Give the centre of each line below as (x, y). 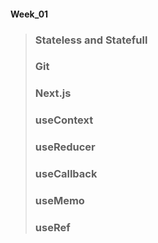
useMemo (59, 201)
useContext (64, 120)
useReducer (65, 147)
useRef (52, 227)
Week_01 (29, 14)
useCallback (66, 174)
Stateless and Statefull (91, 40)
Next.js (53, 93)
